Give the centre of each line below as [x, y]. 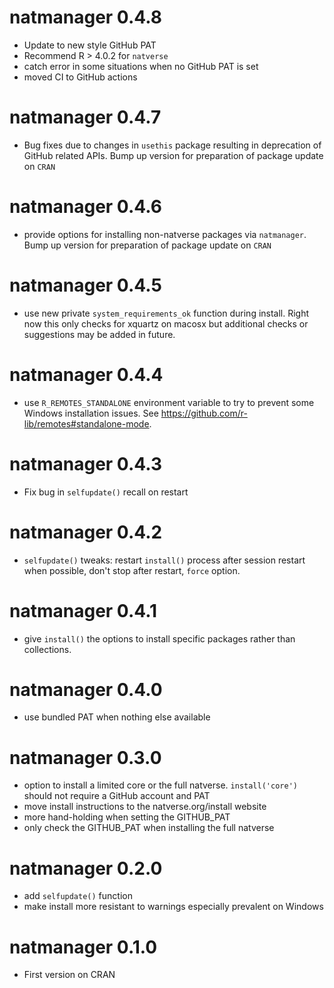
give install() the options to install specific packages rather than [159, 638]
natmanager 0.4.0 [86, 689]
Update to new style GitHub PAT [90, 45]
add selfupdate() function [78, 896]
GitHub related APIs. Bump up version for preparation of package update [173, 155]
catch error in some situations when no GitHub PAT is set [141, 66]
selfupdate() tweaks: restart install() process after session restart [164, 560]
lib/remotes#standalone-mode [86, 423]
